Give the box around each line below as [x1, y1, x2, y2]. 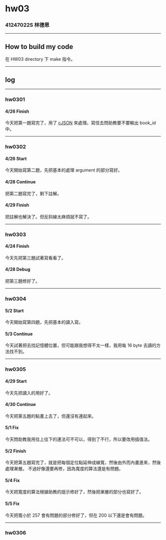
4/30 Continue [5, 402, 36, 407]
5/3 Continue [5, 331, 33, 337]
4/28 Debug [5, 267, 31, 272]
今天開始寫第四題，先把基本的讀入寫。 [5, 319, 83, 325]
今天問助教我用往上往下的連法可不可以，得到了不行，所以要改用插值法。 [5, 436, 152, 442]
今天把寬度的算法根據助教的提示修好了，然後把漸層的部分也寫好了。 [5, 489, 144, 495]
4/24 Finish [5, 243, 30, 249]
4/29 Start [5, 378, 27, 384]
